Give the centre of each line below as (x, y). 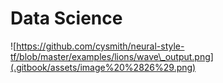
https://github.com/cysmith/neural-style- (100, 46)
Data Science (66, 18)
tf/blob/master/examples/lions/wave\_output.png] (112, 56)
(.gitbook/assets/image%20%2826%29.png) (103, 67)
